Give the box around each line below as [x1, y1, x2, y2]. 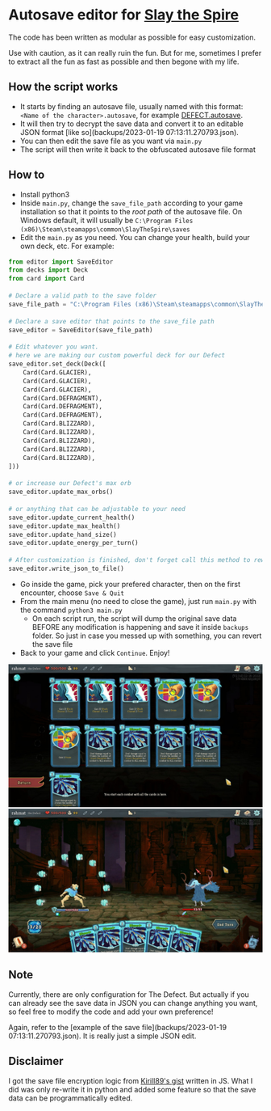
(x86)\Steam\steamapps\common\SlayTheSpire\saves [19, 225, 191, 234]
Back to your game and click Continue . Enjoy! [19, 648, 170, 657]
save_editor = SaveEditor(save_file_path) [8, 326, 153, 334]
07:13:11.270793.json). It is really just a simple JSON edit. [8, 1031, 197, 1041]
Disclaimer [8, 1054, 64, 1068]
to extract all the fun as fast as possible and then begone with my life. [8, 57, 240, 66]
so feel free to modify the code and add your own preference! [8, 1007, 214, 1016]
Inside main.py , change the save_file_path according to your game [19, 198, 244, 208]
